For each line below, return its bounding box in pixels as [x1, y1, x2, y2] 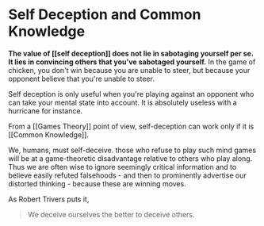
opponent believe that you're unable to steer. [8, 74, 155, 83]
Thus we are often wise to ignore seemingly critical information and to [8, 162, 237, 171]
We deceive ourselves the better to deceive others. [27, 209, 195, 219]
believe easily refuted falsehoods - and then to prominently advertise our [8, 170, 247, 180]
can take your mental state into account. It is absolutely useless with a [8, 98, 237, 107]
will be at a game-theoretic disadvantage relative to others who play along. [8, 153, 253, 163]
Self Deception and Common [8, 6, 201, 24]
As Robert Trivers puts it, [8, 194, 90, 204]
